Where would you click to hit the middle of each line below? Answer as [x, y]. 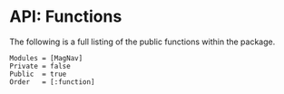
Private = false [40, 66]
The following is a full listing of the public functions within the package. [142, 42]
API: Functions [66, 17]
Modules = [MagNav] [46, 58]
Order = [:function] [52, 82]
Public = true [38, 74]
